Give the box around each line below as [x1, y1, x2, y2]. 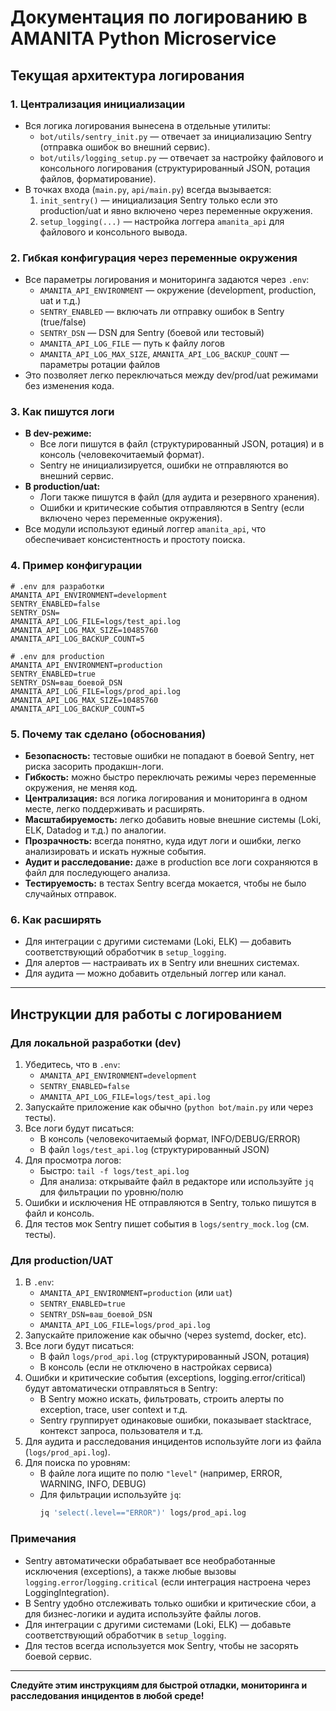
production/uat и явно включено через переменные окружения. [39, 204, 313, 216]
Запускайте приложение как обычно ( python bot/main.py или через [24, 1101, 314, 1113]
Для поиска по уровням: [24, 1457, 131, 1469]
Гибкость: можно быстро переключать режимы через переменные [24, 771, 317, 783]
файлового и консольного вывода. [39, 226, 188, 238]
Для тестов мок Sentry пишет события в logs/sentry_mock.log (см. [24, 1218, 310, 1230]
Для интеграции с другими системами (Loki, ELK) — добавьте [24, 1618, 292, 1630]
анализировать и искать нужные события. [24, 846, 207, 858]
